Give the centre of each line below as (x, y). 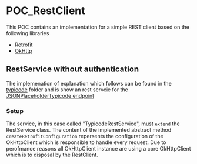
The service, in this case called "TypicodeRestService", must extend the (93, 124)
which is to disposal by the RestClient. (52, 155)
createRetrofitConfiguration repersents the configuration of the (85, 136)
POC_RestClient (46, 11)
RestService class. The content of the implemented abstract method (89, 130)
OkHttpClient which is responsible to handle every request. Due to (86, 142)
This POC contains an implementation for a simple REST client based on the (98, 27)
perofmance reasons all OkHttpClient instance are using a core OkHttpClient (98, 149)
